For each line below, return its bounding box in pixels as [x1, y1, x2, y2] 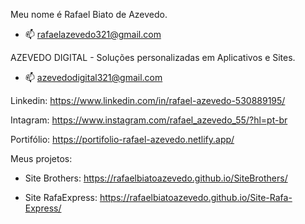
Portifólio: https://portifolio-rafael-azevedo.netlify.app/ [10, 134, 235, 145]
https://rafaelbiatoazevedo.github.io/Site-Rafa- [99, 192, 293, 203]
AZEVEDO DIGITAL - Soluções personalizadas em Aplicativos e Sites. [10, 52, 296, 63]
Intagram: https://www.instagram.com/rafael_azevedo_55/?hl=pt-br [10, 114, 288, 126]
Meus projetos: [10, 153, 73, 164]
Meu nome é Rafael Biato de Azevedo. [10, 9, 168, 20]
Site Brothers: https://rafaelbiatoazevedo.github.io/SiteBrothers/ [24, 172, 288, 184]
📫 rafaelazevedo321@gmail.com [24, 29, 162, 40]
